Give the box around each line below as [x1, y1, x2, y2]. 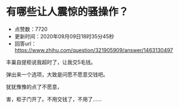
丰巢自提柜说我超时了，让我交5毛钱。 [6, 59, 96, 66]
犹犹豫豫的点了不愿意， [6, 83, 62, 90]
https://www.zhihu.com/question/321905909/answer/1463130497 [14, 46, 173, 53]
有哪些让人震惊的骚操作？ [6, 5, 129, 19]
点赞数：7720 [14, 26, 48, 33]
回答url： [14, 40, 37, 47]
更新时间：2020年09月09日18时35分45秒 [14, 33, 115, 39]
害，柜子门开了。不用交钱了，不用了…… [6, 95, 102, 102]
